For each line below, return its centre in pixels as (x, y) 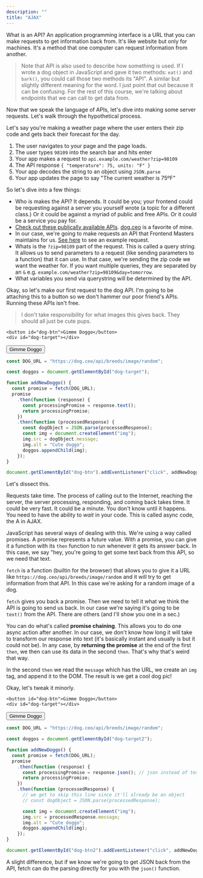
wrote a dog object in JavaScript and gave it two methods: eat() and (107, 72)
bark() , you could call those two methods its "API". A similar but (100, 79)
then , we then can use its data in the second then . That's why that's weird (98, 652)
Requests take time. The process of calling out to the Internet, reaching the (99, 495)
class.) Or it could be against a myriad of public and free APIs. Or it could (106, 214)
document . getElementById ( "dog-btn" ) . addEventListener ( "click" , (88, 473)
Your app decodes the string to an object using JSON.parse (88, 171)
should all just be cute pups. (56, 321)
